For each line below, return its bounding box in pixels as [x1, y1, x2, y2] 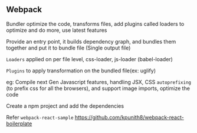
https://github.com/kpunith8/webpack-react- [74, 114, 184, 121]
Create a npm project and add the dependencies [6, 102, 124, 109]
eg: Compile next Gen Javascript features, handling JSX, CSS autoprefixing [6, 78, 192, 85]
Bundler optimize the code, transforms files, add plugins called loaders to [6, 20, 185, 27]
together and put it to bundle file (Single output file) [6, 44, 131, 51]
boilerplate [6, 120, 32, 127]
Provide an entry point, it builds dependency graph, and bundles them [6, 38, 176, 45]
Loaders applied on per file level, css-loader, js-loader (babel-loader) [6, 55, 173, 62]
